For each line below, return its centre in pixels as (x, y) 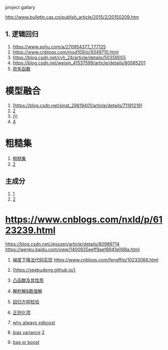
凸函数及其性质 (28, 280)
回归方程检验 (26, 302)
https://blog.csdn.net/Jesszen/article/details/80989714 (63, 244)
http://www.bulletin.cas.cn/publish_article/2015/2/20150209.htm (72, 17)
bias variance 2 (29, 332)
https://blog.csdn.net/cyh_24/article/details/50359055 (69, 57)
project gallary (20, 7)
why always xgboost (34, 323)
